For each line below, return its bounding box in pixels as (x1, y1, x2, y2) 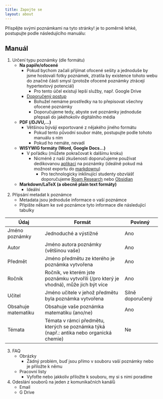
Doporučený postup (26, 94, 67, 99)
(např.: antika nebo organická (45, 329, 112, 336)
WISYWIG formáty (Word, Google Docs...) (19, 145, 106, 151)
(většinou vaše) (45, 247, 81, 254)
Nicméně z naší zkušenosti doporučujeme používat (33, 155, 136, 161)
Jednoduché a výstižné (45, 230, 98, 237)
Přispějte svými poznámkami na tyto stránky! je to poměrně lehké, (5, 25, 137, 31)
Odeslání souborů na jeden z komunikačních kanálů (12, 379, 115, 385)
